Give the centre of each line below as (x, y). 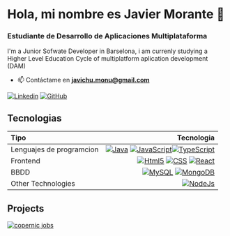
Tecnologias (34, 118)
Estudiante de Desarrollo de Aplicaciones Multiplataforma (107, 36)
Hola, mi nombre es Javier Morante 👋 (116, 14)
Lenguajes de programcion (55, 149)
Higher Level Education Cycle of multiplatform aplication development (108, 59)
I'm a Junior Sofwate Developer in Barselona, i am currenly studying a (107, 51)
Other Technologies (43, 184)
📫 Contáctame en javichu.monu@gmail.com (83, 80)
